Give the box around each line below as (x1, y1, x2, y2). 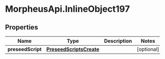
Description (104, 38, 132, 44)
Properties (5, 23, 38, 31)
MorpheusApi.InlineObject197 (5, 3, 130, 15)
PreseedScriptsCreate (46, 46, 100, 53)
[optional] (137, 46, 160, 53)
